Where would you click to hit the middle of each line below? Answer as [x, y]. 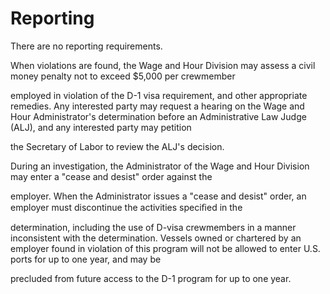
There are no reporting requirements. [86, 46]
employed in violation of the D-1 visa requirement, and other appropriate [159, 95]
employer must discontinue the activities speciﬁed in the [126, 207]
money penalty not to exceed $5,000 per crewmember [123, 76]
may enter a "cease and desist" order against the [111, 176]
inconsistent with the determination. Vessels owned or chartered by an [156, 238]
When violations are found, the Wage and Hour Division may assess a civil [163, 65]
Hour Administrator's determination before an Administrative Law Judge [158, 116]
